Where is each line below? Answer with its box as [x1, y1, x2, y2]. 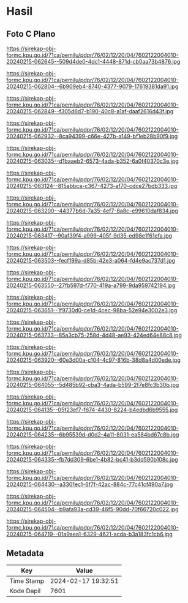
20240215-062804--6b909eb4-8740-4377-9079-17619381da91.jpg [6, 83, 179, 90]
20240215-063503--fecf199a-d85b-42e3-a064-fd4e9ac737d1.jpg [6, 257, 176, 264]
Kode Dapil [9, 586, 41, 595]
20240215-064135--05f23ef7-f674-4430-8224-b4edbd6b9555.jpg [6, 406, 178, 413]
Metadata [6, 548, 44, 558]
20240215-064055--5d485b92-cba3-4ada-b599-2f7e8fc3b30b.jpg [6, 381, 179, 388]
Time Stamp [9, 577, 45, 585]
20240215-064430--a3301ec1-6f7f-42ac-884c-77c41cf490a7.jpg [6, 481, 173, 488]
